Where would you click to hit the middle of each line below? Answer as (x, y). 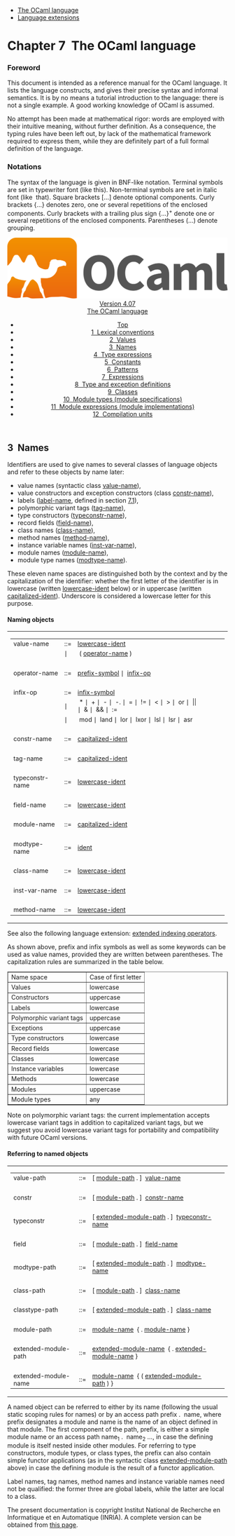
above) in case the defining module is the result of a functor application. (111, 1468)
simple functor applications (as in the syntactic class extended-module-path (117, 1460)
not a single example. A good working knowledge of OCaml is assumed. (111, 105)
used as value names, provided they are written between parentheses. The (115, 954)
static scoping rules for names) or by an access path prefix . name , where (114, 1414)
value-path (30, 1178)
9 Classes (123, 391)
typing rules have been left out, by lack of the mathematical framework (109, 134)
